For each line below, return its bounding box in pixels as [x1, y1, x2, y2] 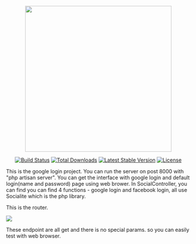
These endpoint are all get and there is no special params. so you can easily [6, 226, 190, 233]
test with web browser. [6, 232, 61, 239]
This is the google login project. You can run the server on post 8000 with [6, 168, 184, 175]
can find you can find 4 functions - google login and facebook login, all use [6, 187, 187, 193]
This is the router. [6, 204, 49, 211]
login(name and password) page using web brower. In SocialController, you [6, 180, 187, 187]
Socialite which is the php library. [6, 193, 86, 200]
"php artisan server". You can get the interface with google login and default [6, 174, 190, 181]
